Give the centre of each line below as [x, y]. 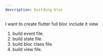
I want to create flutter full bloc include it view [52, 24]
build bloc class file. [33, 44]
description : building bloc [34, 10]
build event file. [28, 33]
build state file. [27, 39]
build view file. [27, 49]
